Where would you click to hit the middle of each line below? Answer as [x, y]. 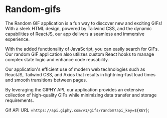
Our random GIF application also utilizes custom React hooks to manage [80, 54]
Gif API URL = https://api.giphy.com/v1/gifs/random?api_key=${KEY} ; [77, 110]
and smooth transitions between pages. [46, 80]
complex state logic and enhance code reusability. [57, 59]
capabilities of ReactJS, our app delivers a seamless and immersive [75, 34]
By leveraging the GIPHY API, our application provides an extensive [75, 89]
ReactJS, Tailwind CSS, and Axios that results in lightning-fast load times [80, 74]
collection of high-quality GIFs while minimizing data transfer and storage [81, 95]
